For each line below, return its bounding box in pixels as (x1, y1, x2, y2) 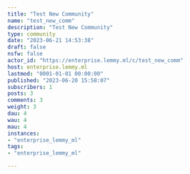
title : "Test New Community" (7, 10, 94, 18)
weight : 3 (7, 103, 37, 111)
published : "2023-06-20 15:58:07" (7, 76, 111, 84)
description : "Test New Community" (7, 24, 114, 31)
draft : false (7, 43, 46, 51)
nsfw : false (7, 51, 43, 58)
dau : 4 (7, 110, 27, 117)
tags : (7, 143, 24, 150)
